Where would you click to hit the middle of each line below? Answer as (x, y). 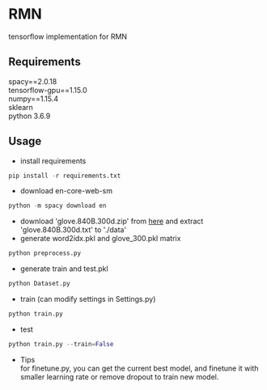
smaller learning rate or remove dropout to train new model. (119, 376)
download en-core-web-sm (66, 191)
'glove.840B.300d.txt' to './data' (73, 230)
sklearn (21, 107)
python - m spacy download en (57, 206)
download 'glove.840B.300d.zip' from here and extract (112, 221)
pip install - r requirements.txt (65, 176)
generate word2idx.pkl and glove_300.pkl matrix (100, 239)
